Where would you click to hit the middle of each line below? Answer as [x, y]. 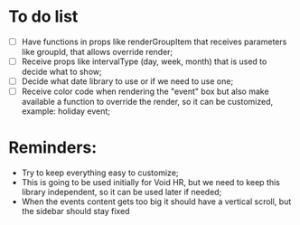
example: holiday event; [66, 111]
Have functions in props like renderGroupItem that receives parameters [154, 42]
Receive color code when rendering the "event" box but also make [145, 91]
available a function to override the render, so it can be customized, [147, 102]
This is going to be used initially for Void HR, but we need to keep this [151, 183]
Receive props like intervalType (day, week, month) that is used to [144, 61]
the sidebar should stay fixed [75, 211]
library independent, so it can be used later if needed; [122, 192]
